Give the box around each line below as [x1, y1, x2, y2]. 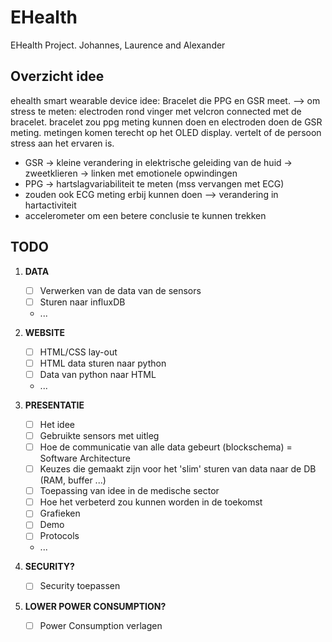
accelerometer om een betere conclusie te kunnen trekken [24, 209, 267, 221]
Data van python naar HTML [39, 368, 157, 380]
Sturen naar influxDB [39, 296, 126, 308]
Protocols [39, 530, 80, 542]
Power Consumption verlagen [39, 619, 163, 631]
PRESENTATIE [24, 399, 85, 411]
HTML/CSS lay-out [39, 346, 118, 358]
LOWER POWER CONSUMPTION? [24, 600, 167, 612]
